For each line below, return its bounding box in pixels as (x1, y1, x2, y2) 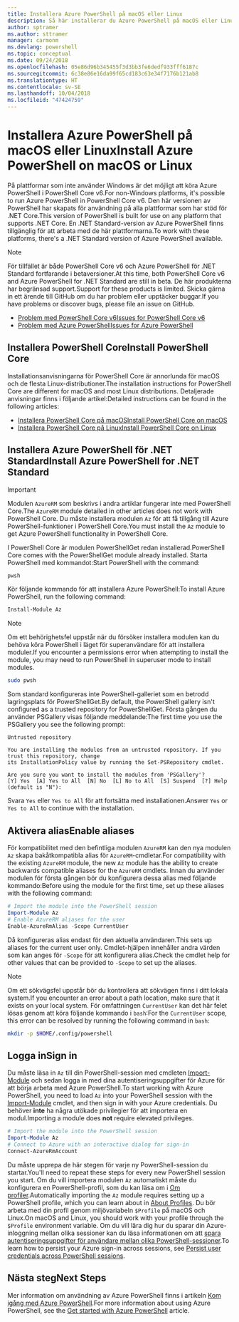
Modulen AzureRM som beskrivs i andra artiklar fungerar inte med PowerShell (7, 499, 231, 507)
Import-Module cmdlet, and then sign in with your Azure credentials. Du (7, 1099, 218, 1107)
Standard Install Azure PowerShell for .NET (7, 455, 200, 468)
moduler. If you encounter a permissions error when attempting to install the (7, 648, 229, 656)
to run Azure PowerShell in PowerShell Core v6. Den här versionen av (7, 196, 211, 205)
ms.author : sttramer (7, 30, 69, 38)
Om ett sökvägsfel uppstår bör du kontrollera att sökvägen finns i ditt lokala (7, 986, 228, 994)
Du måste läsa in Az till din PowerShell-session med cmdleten (7, 1068, 187, 1077)
